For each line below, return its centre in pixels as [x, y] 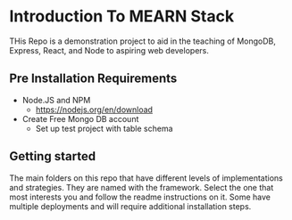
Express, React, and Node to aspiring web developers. [109, 50]
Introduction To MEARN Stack [122, 16]
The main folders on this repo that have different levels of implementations [146, 178]
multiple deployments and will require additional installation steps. [130, 206]
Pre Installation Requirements [93, 79]
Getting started [53, 156]
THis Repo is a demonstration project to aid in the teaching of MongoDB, [143, 41]
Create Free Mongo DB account [80, 118]
